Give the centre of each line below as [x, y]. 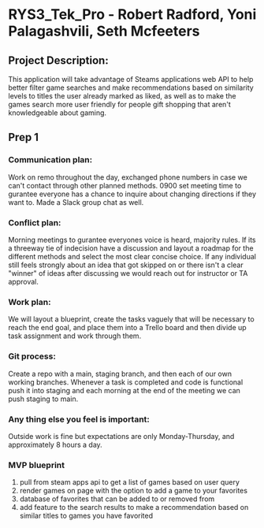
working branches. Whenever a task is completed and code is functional [126, 382]
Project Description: [58, 60]
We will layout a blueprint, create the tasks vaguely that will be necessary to [131, 319]
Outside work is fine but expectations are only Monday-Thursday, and [121, 436]
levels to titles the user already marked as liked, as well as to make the [122, 96]
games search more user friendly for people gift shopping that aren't [119, 104]
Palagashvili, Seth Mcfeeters [104, 31]
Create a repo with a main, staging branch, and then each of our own [120, 374]
